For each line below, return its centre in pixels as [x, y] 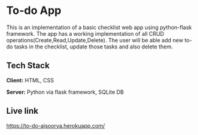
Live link [22, 111]
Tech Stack [28, 66]
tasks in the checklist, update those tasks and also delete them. [94, 47]
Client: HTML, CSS [30, 80]
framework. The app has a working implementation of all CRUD [85, 33]
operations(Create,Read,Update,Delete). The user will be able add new [95, 40]
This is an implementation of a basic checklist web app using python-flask [99, 27]
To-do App [34, 11]
